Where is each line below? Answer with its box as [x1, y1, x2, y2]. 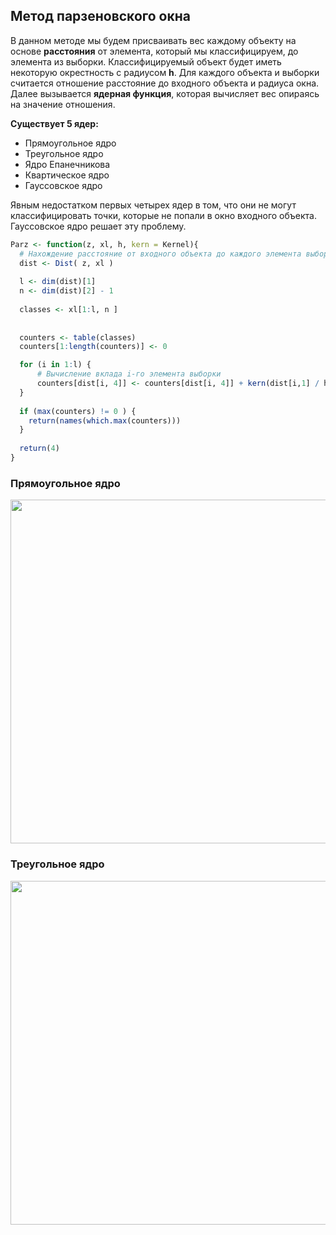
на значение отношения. [10, 98, 116, 110]
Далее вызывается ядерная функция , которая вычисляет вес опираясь [10, 87, 320, 99]
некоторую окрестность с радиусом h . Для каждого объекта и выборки [10, 66, 320, 78]
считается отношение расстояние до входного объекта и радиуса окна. [10, 77, 320, 89]
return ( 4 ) [19, 444, 60, 454]
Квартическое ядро [24, 169, 110, 181]
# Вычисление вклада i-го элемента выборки [36, 369, 222, 379]
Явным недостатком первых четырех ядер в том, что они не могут [10, 199, 297, 211]
